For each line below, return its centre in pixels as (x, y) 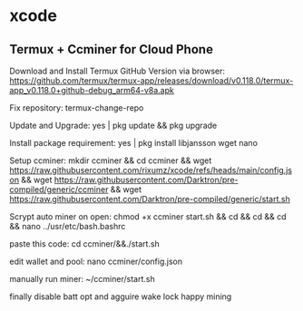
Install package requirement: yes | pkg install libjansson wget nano (134, 143)
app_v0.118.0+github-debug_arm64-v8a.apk (92, 90)
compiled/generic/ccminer (59, 190)
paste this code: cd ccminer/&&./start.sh (85, 244)
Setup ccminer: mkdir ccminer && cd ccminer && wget (111, 160)
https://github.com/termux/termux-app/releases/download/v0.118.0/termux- (151, 81)
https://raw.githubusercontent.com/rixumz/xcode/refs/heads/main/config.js (151, 170)
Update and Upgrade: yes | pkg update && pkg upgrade (113, 125)
